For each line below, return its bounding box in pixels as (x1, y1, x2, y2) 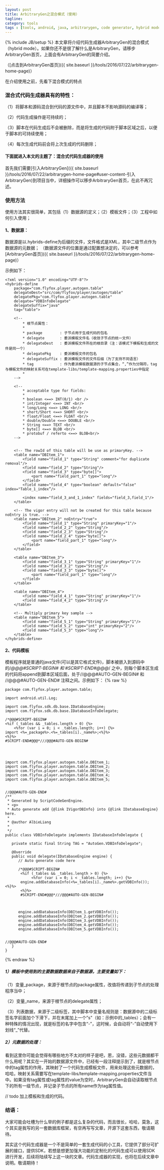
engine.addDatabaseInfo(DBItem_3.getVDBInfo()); (18, 918, 119, 923)
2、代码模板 (5, 647, 29, 653)
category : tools (5, 21, 38, 26)
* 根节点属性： (22, 321, 49, 326)
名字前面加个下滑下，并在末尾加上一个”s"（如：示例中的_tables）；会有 (9, 1015, 152, 1021)
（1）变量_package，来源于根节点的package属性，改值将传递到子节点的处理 (5, 982, 159, 988)
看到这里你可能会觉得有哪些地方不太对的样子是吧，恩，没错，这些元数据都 (5, 1052, 155, 1059)
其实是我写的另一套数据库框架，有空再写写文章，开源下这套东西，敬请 (9, 1125, 150, 1131)
